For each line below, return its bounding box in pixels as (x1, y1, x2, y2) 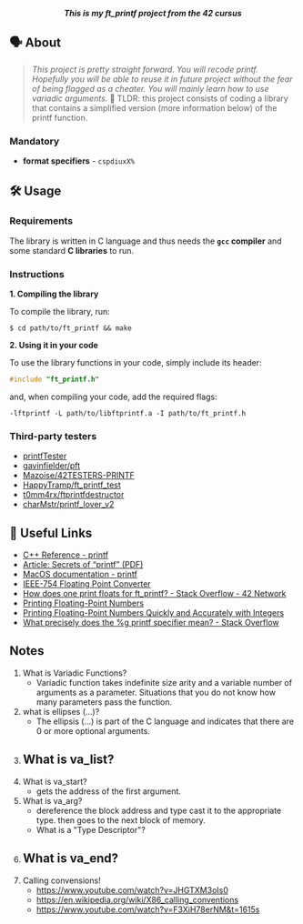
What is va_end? (22, 850, 119, 867)
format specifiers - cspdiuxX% (22, 156, 135, 166)
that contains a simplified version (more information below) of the (31, 102, 278, 113)
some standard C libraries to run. (9, 245, 135, 256)
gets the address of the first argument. (35, 786, 182, 797)
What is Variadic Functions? (22, 668, 127, 678)
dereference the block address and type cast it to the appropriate (35, 805, 282, 816)
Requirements (9, 215, 74, 227)
